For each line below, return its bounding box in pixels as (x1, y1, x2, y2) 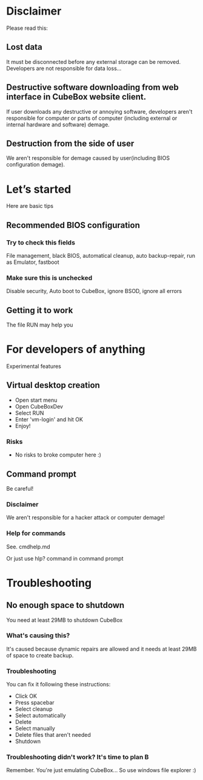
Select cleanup (15, 705, 53, 713)
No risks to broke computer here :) (15, 451, 102, 458)
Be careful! (6, 485, 34, 492)
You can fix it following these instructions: (6, 681, 111, 688)
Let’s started (6, 182, 72, 196)
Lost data (6, 42, 42, 52)
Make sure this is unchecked (6, 274, 93, 282)
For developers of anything (6, 342, 145, 356)
